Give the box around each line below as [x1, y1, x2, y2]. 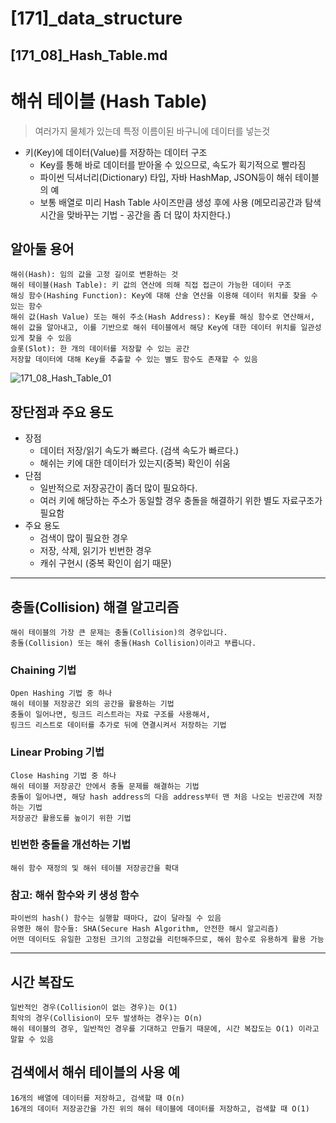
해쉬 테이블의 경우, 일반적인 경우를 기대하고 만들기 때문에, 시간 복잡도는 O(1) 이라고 [10, 1023, 320, 1034]
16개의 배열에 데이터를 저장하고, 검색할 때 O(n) [10, 1093, 186, 1103]
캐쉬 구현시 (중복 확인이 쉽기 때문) [39, 557, 172, 569]
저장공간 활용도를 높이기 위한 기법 [10, 813, 132, 823]
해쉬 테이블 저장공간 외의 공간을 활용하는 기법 [10, 699, 175, 709]
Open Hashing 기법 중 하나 [10, 688, 113, 699]
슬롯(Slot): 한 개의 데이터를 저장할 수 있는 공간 [10, 344, 190, 354]
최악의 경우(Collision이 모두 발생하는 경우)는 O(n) [10, 1013, 203, 1023]
